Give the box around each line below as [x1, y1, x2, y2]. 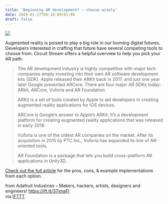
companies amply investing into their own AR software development [17, 71, 158, 77]
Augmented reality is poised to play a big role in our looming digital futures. [5, 40, 160, 46]
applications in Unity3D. [17, 158, 67, 164]
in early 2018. [17, 123, 46, 129]
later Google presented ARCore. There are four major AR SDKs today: [17, 81, 161, 88]
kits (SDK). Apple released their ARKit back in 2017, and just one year [17, 76, 160, 82]
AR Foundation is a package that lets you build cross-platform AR [17, 153, 152, 159]
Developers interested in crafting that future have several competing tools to [5, 45, 163, 51]
